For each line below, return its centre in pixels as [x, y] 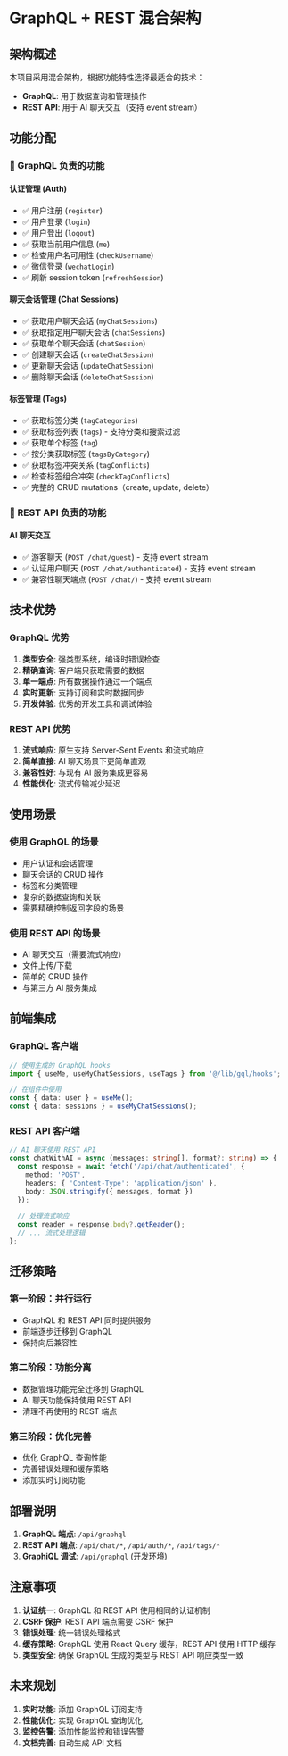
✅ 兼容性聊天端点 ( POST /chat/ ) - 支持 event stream [117, 579]
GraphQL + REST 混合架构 [106, 18]
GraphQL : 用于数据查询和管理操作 [84, 96]
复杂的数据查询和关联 [61, 896]
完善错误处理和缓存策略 [65, 1469]
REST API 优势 [40, 728]
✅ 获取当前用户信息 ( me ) [66, 244]
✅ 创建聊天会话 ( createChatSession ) [88, 354]
